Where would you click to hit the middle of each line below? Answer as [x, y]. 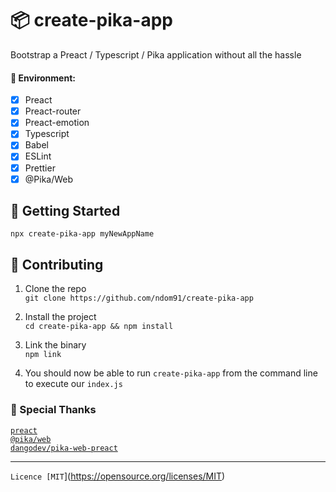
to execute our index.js [73, 384]
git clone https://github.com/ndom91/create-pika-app [139, 298]
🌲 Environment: [43, 78]
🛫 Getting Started [65, 211]
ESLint [38, 156]
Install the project [60, 317]
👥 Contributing [57, 264]
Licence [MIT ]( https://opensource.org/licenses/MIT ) [118, 476]
